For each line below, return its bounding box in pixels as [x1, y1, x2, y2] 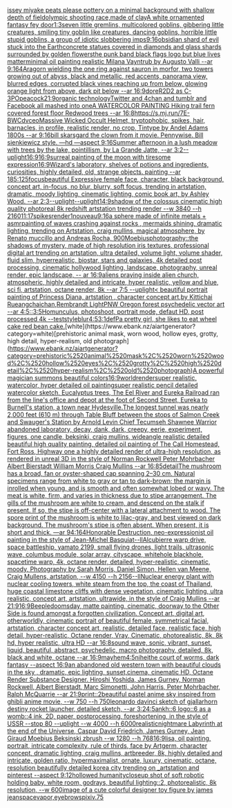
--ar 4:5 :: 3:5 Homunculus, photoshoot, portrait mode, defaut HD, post [7, 307, 204, 316]
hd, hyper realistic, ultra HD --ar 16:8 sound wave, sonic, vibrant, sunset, [7, 638, 213, 647]
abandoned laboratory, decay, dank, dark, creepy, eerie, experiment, [7, 425, 202, 433]
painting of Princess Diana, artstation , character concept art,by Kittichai [7, 293, 213, 300]
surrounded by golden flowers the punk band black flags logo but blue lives [7, 50, 221, 58]
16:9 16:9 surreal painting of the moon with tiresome [26, 153, 171, 161]
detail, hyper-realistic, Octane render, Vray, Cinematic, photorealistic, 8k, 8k [7, 631, 223, 639]
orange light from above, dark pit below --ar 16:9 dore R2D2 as [7, 87, 183, 95]
